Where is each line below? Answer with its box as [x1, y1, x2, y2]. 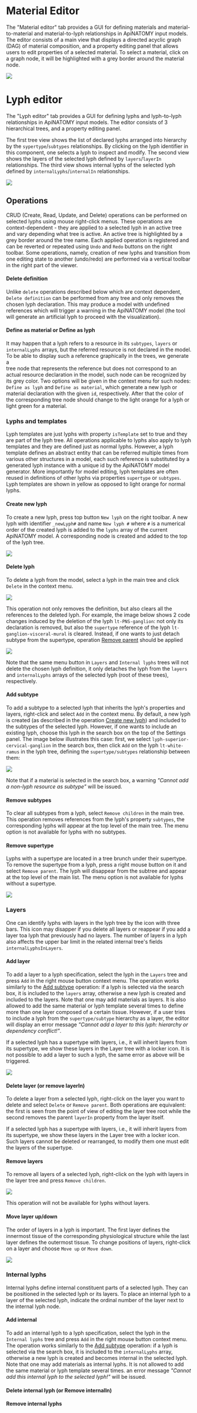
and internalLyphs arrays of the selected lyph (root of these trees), [6, 671, 169, 678]
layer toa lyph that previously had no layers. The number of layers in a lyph [6, 931, 187, 938]
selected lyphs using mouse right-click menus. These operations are [6, 218, 172, 225]
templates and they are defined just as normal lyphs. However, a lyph [6, 443, 173, 450]
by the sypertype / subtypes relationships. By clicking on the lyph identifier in [6, 143, 189, 150]
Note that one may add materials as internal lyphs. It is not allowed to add [6, 1361, 184, 1368]
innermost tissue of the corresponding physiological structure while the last [6, 1232, 189, 1239]
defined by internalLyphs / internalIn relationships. [6, 167, 131, 174]
